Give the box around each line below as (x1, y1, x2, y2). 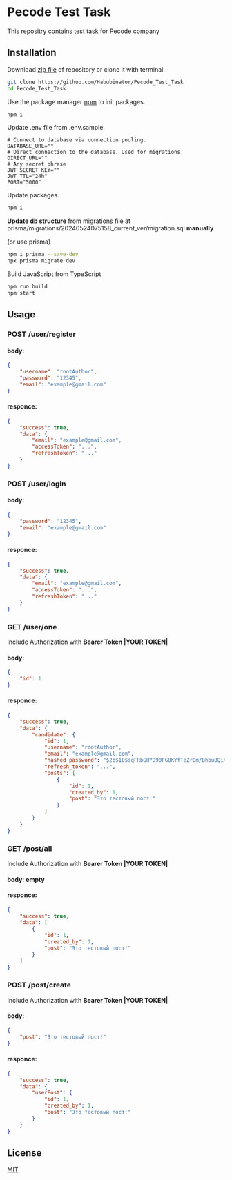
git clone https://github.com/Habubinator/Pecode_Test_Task (7, 79, 184, 86)
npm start (7, 289, 36, 297)
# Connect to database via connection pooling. (7, 137, 147, 144)
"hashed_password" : (43, 757, 100, 764)
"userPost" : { (32, 1090, 72, 1097)
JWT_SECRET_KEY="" (7, 167, 60, 174)
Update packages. (7, 191, 60, 199)
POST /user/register (7, 329, 76, 339)
